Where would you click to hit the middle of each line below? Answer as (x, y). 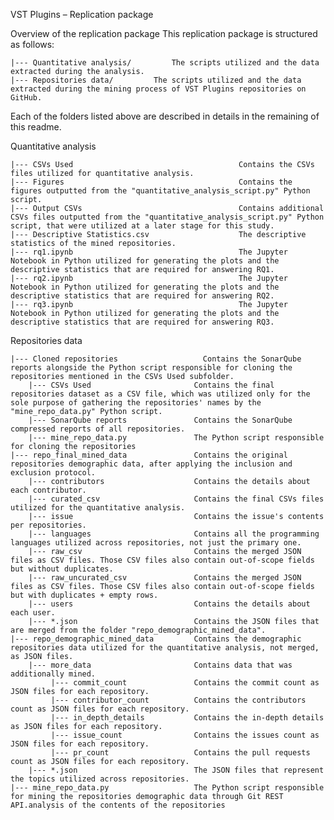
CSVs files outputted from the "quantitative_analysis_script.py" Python (167, 217)
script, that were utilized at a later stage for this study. (142, 226)
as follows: (32, 44)
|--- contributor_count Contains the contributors (178, 700)
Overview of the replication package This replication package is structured (164, 33)
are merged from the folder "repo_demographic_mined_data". (138, 630)
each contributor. (48, 490)
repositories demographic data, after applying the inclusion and (151, 464)
